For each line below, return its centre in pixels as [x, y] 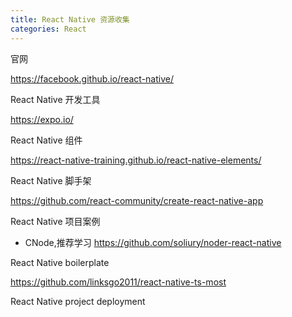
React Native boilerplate [60, 262]
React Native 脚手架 [51, 180]
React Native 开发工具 [55, 99]
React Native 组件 [46, 140]
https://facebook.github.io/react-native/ [92, 78]
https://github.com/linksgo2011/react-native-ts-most [118, 282]
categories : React [48, 29]
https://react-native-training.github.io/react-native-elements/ [136, 160]
